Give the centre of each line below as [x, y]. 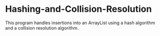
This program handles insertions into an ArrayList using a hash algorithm [80, 23]
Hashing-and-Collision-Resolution [78, 9]
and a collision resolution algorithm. [42, 28]
